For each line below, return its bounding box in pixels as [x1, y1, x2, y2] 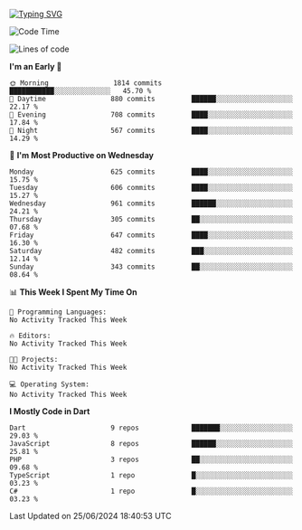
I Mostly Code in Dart [9, 406, 90, 416]
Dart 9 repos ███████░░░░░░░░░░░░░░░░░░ [9, 423, 294, 432]
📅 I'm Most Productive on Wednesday [9, 150, 154, 160]
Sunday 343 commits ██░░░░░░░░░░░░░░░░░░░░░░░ [9, 262, 294, 271]
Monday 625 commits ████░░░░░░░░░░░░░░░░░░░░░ [9, 167, 294, 176]
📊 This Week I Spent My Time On [9, 287, 137, 298]
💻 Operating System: [9, 380, 90, 389]
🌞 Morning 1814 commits [9, 79, 163, 88]
